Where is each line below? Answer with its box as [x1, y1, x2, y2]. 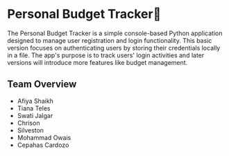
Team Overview [7, 79, 77, 90]
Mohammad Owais [17, 133, 71, 142]
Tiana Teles [17, 104, 51, 113]
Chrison [17, 119, 40, 127]
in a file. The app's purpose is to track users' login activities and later [7, 51, 205, 59]
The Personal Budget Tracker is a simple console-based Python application [7, 29, 223, 37]
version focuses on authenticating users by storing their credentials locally [7, 43, 221, 52]
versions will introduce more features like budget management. [7, 58, 188, 66]
